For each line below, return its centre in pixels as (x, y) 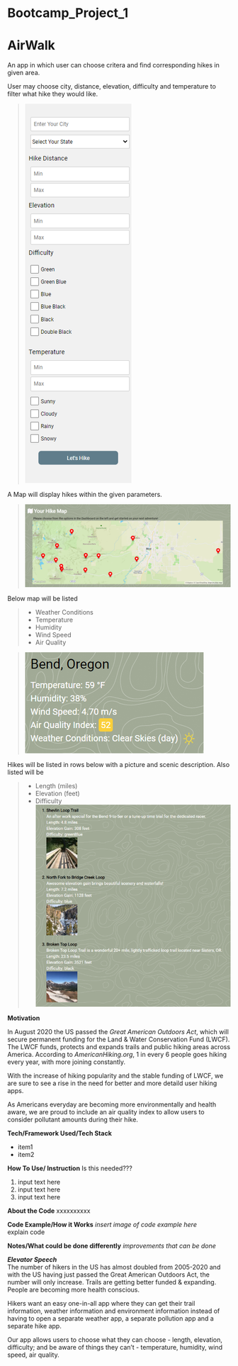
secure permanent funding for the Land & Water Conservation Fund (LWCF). (119, 1039)
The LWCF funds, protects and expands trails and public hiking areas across (119, 1047)
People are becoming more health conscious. (74, 1290)
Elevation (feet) (57, 793)
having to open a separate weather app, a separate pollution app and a (110, 1319)
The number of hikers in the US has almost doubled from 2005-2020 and (114, 1267)
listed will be (25, 772)
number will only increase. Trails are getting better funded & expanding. (112, 1282)
